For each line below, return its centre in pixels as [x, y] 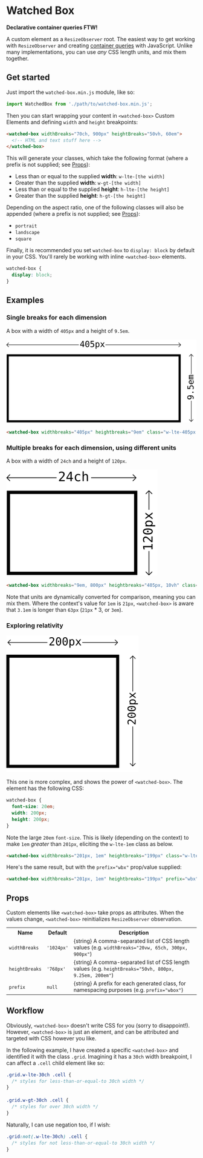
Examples [25, 300]
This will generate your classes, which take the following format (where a [97, 158]
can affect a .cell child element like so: [56, 1063]
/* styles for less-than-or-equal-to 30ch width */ [78, 1081]
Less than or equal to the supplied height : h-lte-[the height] [92, 189]
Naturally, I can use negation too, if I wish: [58, 1125]
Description [134, 932]
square [23, 239]
